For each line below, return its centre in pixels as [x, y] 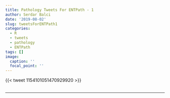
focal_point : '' [27, 66]
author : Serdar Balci [28, 15]
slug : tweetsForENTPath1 [31, 24]
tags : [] [14, 52]
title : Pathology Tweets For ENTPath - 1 [50, 10]
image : [12, 57]
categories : [18, 29]
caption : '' [23, 61]
